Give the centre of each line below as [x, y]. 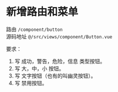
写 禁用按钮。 [31, 83]
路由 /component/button [34, 29]
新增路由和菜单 [42, 12]
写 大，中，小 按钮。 [39, 68]
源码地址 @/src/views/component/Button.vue [59, 36]
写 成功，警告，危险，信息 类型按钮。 [60, 61]
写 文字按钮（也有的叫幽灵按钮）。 [55, 76]
